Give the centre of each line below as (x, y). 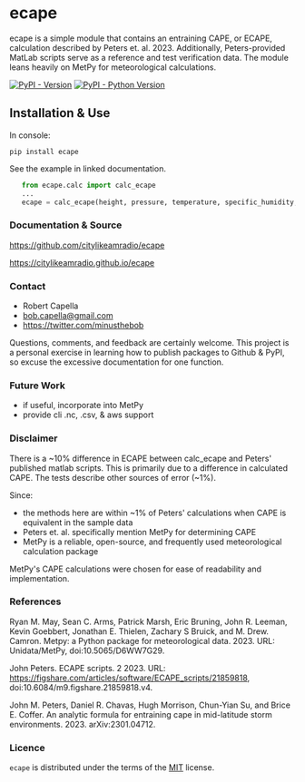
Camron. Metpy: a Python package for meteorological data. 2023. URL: (142, 640)
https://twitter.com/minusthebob (83, 325)
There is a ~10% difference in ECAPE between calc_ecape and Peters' (141, 458)
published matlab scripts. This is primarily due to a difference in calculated (149, 468)
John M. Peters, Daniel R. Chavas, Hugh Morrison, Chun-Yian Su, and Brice (150, 705)
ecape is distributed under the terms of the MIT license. (112, 767)
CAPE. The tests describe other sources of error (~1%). (113, 477)
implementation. (39, 578)
